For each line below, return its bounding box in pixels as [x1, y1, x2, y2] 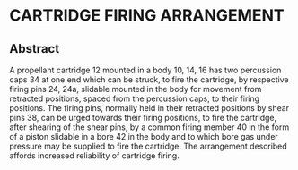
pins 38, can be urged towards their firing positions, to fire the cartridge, [9, 113, 277, 123]
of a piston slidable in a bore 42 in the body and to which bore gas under [9, 132, 278, 141]
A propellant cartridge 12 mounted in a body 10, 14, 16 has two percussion [9, 64, 282, 75]
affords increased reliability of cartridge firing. [9, 150, 180, 161]
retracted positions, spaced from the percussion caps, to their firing [9, 93, 260, 104]
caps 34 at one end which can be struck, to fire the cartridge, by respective [9, 74, 289, 85]
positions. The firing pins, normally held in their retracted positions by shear [9, 103, 290, 113]
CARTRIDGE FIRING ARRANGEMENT [9, 5, 285, 26]
